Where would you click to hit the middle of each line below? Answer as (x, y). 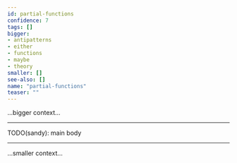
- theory (20, 66)
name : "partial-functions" (47, 86)
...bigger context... (34, 113)
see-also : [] (26, 79)
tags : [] (20, 27)
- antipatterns (30, 40)
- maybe (19, 60)
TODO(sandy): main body (44, 133)
